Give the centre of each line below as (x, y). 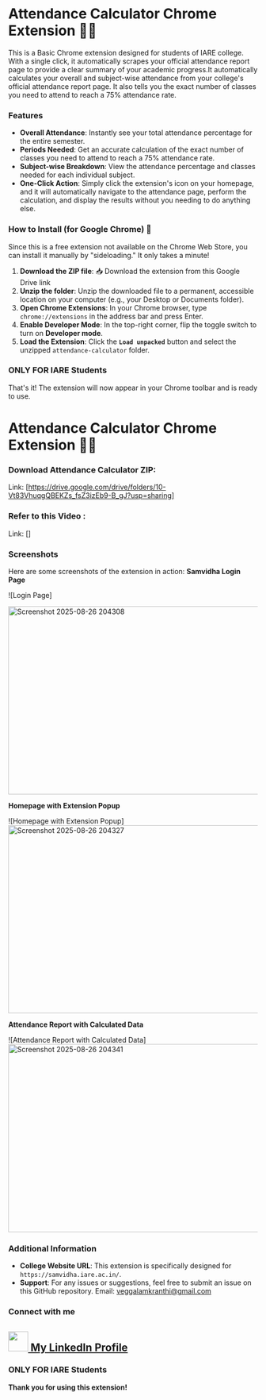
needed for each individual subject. (77, 175)
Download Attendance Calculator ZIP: (82, 469)
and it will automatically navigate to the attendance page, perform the (133, 192)
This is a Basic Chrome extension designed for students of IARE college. (126, 52)
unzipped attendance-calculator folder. (85, 349)
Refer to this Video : (47, 516)
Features (26, 115)
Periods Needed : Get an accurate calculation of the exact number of (131, 150)
